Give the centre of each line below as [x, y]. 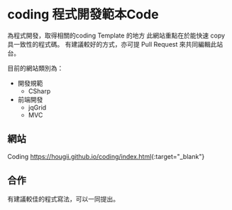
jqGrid [37, 107]
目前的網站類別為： [35, 68]
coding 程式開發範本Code [83, 14]
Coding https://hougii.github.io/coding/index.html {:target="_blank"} [106, 156]
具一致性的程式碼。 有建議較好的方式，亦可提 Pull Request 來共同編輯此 [112, 44]
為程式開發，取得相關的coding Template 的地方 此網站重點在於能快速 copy [116, 35]
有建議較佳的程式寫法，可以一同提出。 [63, 199]
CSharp [39, 91]
